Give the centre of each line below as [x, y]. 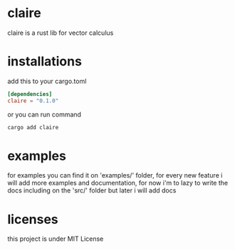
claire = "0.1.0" [33, 101]
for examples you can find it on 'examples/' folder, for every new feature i [115, 175]
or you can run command [45, 114]
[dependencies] [30, 94]
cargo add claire [33, 127]
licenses [33, 219]
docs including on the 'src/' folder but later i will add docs [92, 190]
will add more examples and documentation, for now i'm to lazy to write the [118, 183]
